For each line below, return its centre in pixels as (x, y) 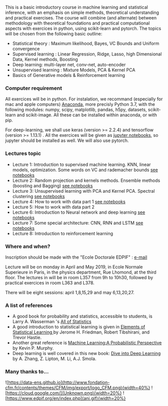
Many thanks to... (27, 372)
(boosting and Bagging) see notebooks (52, 186)
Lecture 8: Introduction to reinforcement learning (63, 233)
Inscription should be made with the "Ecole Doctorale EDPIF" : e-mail (76, 257)
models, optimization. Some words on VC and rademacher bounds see (85, 170)
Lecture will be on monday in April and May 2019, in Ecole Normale (74, 267)
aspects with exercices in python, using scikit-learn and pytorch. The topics (83, 28)
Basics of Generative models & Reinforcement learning (69, 75)
